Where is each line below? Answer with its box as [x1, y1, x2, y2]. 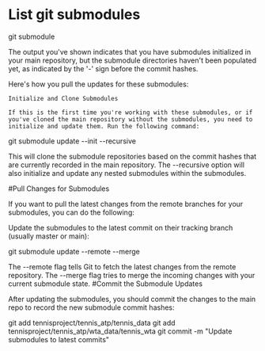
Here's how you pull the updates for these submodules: [8, 79, 189, 89]
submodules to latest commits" [8, 334, 109, 344]
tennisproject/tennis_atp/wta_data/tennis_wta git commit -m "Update [8, 326, 233, 336]
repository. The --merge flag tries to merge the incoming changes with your [8, 270, 256, 280]
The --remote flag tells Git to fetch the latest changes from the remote [8, 261, 237, 271]
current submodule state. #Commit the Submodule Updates [8, 279, 203, 288]
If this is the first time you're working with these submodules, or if [8, 109, 253, 116]
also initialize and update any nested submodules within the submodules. [8, 168, 247, 177]
